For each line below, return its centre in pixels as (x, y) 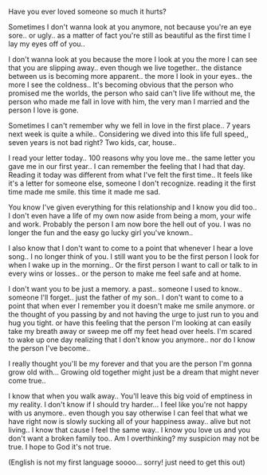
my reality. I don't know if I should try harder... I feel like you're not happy (128, 404)
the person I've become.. (49, 348)
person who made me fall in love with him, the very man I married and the (129, 102)
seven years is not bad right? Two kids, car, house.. (92, 142)
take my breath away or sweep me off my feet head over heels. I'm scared (130, 331)
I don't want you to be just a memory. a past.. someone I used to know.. (126, 289)
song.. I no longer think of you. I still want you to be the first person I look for (134, 257)
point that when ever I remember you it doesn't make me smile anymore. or (132, 306)
